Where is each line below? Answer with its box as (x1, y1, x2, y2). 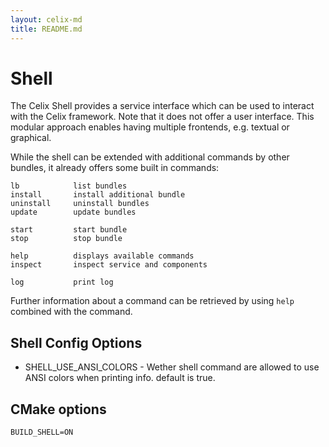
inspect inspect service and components (10, 260, 208, 270)
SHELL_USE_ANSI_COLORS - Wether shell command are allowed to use (24, 361, 320, 373)
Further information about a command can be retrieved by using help (10, 295, 295, 307)
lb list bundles (10, 181, 128, 191)
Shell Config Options (10, 334, 143, 351)
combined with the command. (10, 306, 133, 318)
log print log (10, 277, 114, 288)
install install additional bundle (10, 190, 186, 200)
